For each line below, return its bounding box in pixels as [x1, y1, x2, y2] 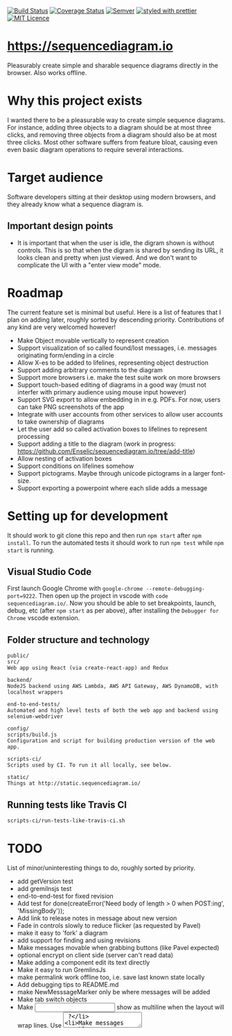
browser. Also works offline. [7, 68, 87, 76]
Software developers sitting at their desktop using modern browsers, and [7, 192, 216, 201]
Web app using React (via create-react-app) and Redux [7, 665, 169, 671]
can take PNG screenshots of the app [17, 403, 125, 411]
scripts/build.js [7, 731, 57, 739]
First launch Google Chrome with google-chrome [7, 584, 143, 593]
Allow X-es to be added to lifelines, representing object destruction [17, 358, 209, 367]
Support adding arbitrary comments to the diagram [17, 365, 163, 374]
